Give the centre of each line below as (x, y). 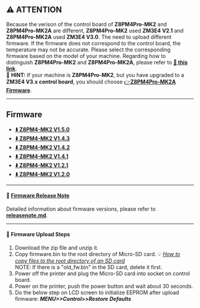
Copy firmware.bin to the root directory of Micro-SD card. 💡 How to (97, 254)
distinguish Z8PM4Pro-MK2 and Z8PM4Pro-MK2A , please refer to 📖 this (97, 62)
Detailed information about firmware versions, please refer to (81, 209)
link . (12, 69)
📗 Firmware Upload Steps (38, 235)
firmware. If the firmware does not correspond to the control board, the (93, 43)
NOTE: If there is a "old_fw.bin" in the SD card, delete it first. (88, 267)
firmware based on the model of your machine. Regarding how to (86, 56)
